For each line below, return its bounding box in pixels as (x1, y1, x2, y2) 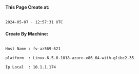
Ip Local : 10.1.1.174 (5, 65, 56, 70)
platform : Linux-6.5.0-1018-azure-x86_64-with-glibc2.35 (5, 56, 134, 61)
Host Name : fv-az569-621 (5, 46, 61, 52)
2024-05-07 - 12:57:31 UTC (5, 20, 63, 25)
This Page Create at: (5, 4, 50, 10)
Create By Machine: (5, 30, 49, 36)
